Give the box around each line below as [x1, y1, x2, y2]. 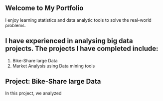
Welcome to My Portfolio [5, 4, 84, 12]
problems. [5, 22, 26, 28]
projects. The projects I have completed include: [5, 45, 159, 53]
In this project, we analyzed [5, 90, 62, 96]
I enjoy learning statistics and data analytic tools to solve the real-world [5, 17, 152, 23]
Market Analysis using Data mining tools [12, 63, 95, 69]
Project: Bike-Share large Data [5, 77, 101, 86]
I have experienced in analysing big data [5, 37, 133, 45]
